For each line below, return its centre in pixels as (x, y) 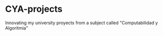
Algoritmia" (17, 28)
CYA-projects (34, 9)
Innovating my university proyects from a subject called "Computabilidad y (81, 23)
